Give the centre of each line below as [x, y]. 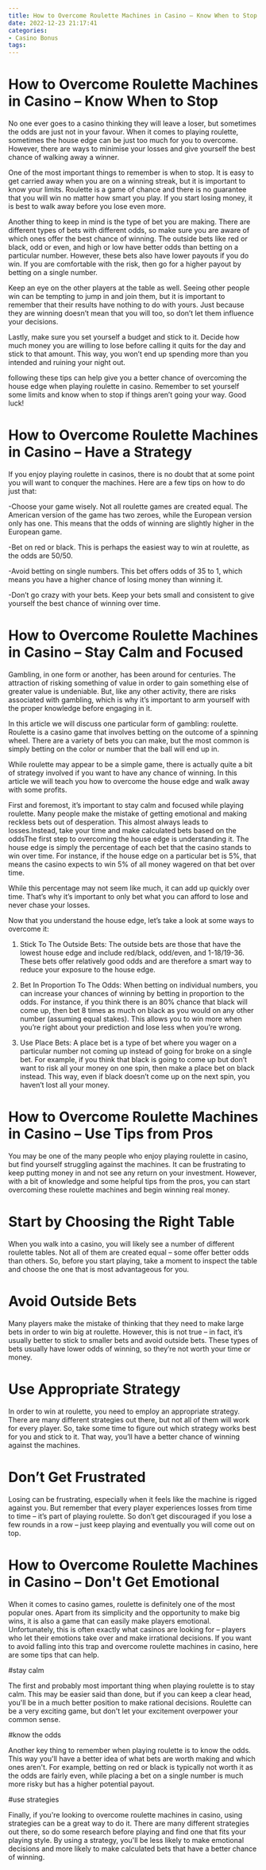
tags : [17, 45]
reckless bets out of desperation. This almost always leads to [108, 822]
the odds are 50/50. [40, 556]
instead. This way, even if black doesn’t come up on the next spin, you [135, 1076]
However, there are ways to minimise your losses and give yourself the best [132, 149]
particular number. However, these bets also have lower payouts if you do [129, 256]
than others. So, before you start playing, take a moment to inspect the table [133, 1260]
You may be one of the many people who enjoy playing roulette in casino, [128, 1156]
